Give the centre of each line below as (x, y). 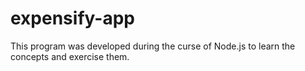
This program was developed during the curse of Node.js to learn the (153, 46)
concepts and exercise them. (70, 56)
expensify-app (72, 18)
